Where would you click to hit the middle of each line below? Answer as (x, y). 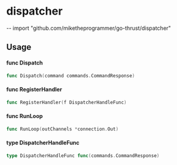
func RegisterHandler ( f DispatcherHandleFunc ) (67, 102)
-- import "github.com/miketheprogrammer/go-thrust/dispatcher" (89, 28)
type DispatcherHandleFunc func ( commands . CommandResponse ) (83, 156)
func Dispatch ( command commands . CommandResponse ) (71, 75)
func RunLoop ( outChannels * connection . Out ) (63, 129)
